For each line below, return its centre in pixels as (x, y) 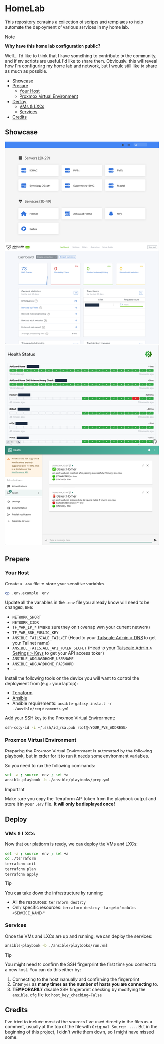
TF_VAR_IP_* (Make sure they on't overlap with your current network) (81, 627)
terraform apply (21, 874)
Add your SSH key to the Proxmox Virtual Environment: (60, 718)
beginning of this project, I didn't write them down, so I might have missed (80, 1032)
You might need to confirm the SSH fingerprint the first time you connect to (81, 964)
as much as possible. (26, 71)
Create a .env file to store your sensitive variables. (56, 584)
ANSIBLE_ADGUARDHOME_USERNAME (43, 659)
